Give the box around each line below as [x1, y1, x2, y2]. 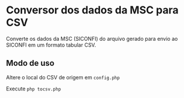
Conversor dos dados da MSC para [6, 3, 179, 17]
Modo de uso [6, 58, 54, 68]
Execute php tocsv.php [6, 85, 61, 92]
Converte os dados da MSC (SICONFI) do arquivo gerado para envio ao [6, 35, 178, 42]
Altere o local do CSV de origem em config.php [6, 73, 120, 80]
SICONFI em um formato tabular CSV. [6, 41, 96, 48]
